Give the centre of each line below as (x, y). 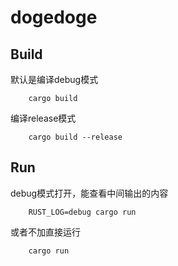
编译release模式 (43, 118)
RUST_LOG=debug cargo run (82, 212)
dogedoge (54, 17)
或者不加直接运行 (45, 232)
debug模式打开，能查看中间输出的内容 (89, 193)
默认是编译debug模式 (54, 79)
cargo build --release (75, 137)
